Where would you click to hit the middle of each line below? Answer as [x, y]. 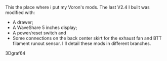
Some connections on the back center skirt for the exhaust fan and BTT [87, 38]
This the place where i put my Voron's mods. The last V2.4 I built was [78, 7]
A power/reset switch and [39, 33]
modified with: [20, 12]
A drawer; [23, 22]
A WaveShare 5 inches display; [45, 27]
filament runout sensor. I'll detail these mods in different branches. [82, 43]
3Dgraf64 [15, 53]
